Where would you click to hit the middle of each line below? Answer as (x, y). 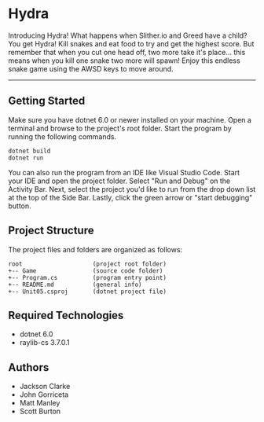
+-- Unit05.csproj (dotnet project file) (88, 292)
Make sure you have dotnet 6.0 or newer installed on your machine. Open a (130, 119)
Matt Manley (40, 403)
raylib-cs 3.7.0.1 (44, 343)
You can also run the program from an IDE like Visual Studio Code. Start (124, 172)
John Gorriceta (44, 394)
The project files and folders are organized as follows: (95, 249)
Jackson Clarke (45, 387)
